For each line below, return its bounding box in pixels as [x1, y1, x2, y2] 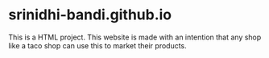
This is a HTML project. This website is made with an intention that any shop [8, 32, 262, 42]
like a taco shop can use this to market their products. [8, 40, 187, 50]
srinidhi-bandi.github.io [8, 6, 172, 24]
